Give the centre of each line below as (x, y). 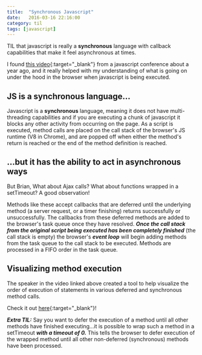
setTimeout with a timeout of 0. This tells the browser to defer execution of (101, 333)
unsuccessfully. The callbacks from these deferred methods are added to (98, 217)
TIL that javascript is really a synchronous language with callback (89, 46)
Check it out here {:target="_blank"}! (52, 308)
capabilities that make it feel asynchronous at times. (72, 53)
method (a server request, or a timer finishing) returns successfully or (94, 211)
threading (19, 117)
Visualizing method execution (64, 269)
